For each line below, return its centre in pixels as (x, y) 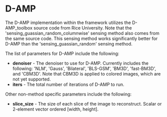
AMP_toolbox (19, 27)
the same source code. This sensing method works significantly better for (81, 38)
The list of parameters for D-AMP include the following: (62, 53)
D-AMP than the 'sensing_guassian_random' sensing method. (69, 43)
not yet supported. (32, 79)
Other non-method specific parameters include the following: (68, 94)
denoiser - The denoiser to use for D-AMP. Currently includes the (80, 63)
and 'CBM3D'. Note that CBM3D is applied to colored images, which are (87, 73)
